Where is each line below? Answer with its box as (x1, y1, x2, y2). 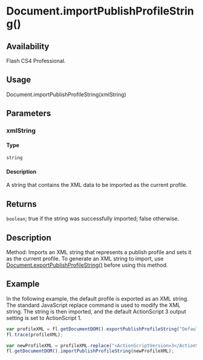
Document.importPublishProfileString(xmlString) (6, 91, 127, 98)
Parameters (6, 108, 51, 119)
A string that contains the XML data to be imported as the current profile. (6, 182, 188, 189)
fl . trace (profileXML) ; (6, 332, 63, 338)
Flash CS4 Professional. (6, 57, 66, 64)
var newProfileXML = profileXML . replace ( (6, 342, 112, 349)
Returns (6, 198, 37, 209)
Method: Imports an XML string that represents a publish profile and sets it (6, 249, 192, 256)
